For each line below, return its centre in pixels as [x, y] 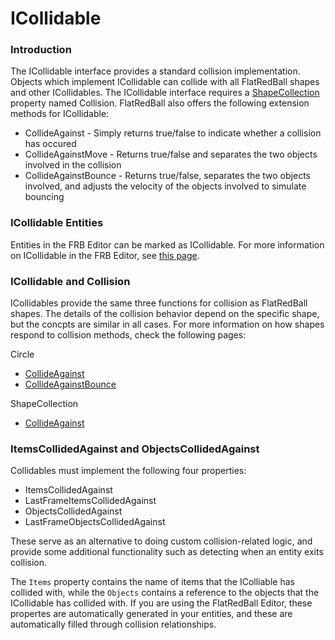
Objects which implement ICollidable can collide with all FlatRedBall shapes [165, 82]
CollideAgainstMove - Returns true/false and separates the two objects [171, 154]
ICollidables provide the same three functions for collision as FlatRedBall [159, 303]
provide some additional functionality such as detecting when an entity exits [167, 552]
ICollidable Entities [57, 223]
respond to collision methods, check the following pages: [128, 335]
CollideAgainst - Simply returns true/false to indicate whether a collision [173, 133]
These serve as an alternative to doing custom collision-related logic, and [161, 541]
